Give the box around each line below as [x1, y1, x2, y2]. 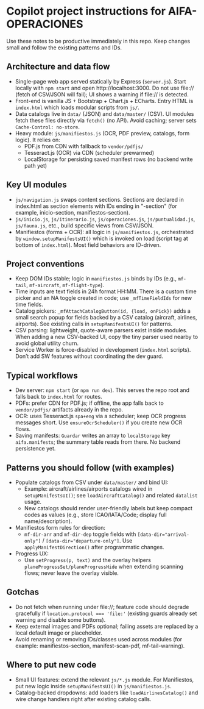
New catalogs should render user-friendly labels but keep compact [24, 505, 193, 511]
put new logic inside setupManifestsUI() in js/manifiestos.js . [15, 682, 172, 689]
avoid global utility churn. [15, 340, 79, 347]
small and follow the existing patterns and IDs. [6, 44, 122, 51]
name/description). [24, 518, 72, 525]
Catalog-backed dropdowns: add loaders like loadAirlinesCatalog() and [15, 689, 199, 696]
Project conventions [6, 258, 85, 269]
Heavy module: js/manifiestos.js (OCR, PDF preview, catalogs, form [15, 129, 190, 137]
